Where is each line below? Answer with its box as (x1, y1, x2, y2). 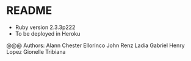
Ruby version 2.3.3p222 (15, 24, 76, 31)
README (6, 4, 52, 18)
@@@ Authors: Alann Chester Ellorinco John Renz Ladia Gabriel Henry (6, 42, 185, 49)
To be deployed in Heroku (15, 30, 81, 37)
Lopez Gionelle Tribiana (6, 48, 66, 55)
